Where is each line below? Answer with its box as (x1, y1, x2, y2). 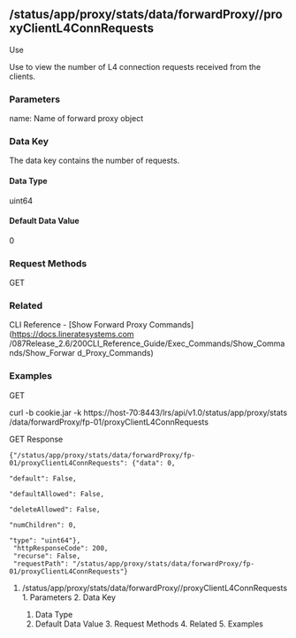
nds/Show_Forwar (9, 348, 76, 358)
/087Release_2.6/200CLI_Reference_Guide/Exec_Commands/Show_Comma (9, 338, 285, 349)
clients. (9, 71, 36, 81)
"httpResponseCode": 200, (12, 543, 109, 552)
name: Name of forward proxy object (9, 113, 144, 124)
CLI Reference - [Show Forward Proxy (9, 319, 148, 330)
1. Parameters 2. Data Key (21, 592, 117, 603)
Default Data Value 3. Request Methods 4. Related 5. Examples (34, 619, 263, 629)
